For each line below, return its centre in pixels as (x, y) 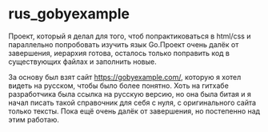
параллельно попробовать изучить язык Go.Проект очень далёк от (124, 44)
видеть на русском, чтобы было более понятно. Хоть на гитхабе (119, 86)
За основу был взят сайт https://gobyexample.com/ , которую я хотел (125, 77)
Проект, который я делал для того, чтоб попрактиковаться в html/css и (130, 36)
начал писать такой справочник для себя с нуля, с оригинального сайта (132, 102)
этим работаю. (34, 119)
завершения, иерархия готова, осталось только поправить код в (119, 53)
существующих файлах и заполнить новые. (83, 62)
